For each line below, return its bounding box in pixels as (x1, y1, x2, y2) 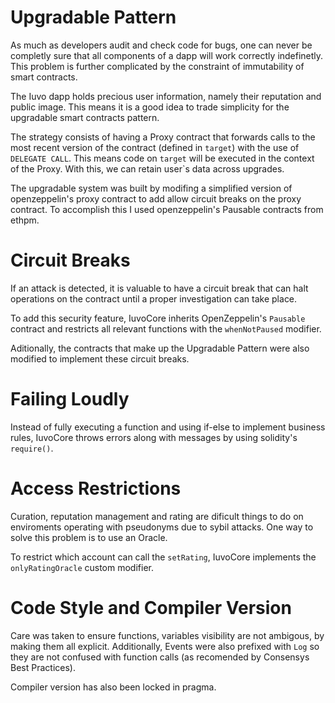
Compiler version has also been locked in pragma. (10, 681, 217, 693)
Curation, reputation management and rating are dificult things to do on (10, 510, 304, 522)
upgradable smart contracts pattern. (10, 111, 160, 123)
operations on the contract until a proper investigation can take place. (10, 292, 298, 305)
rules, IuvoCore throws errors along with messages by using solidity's (10, 431, 298, 443)
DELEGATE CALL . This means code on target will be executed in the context (10, 152, 315, 164)
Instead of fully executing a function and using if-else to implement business (10, 421, 326, 433)
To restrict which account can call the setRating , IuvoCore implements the (10, 551, 317, 563)
